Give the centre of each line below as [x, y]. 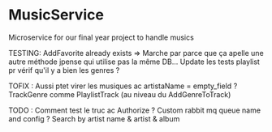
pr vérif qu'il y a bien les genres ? [64, 70]
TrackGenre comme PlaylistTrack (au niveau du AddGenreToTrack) [120, 94]
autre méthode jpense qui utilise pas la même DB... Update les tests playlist [134, 62]
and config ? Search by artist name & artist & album [94, 118]
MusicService [56, 15]
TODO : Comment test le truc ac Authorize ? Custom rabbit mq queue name [135, 110]
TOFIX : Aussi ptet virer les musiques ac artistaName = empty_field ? [123, 86]
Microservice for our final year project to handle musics [101, 37]
